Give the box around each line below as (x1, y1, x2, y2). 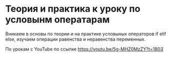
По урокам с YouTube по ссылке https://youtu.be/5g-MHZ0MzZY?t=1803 (5, 46, 163, 52)
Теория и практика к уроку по (5, 3, 141, 15)
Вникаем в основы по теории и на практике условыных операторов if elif (5, 31, 166, 37)
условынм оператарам (5, 14, 110, 25)
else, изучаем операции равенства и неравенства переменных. (5, 36, 146, 42)
